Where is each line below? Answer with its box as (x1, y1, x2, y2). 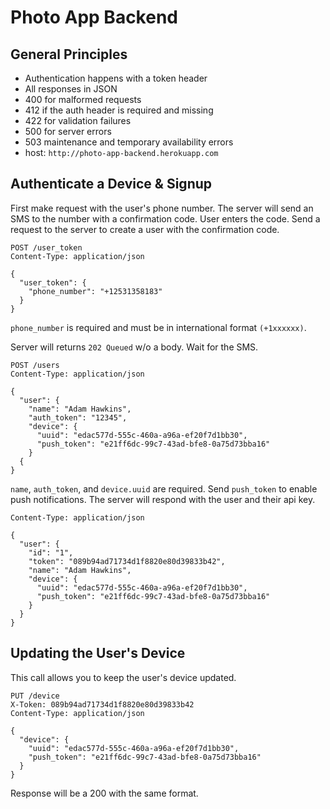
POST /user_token (10, 242, 83, 253)
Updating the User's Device (10, 645, 186, 662)
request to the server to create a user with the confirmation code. (10, 223, 280, 235)
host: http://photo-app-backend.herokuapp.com (24, 147, 219, 158)
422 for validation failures (24, 115, 132, 126)
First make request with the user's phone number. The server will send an (10, 202, 314, 214)
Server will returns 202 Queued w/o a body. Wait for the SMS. (10, 341, 259, 353)
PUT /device (10, 691, 60, 701)
